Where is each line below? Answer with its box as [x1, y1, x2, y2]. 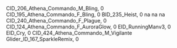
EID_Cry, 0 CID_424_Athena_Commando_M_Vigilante [6, 29, 132, 36]
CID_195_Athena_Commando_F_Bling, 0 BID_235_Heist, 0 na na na [6, 11, 165, 18]
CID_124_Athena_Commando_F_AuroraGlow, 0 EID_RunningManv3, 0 [6, 23, 171, 30]
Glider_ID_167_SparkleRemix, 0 [6, 36, 79, 42]
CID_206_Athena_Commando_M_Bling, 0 [6, 5, 104, 12]
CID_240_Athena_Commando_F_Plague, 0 [6, 17, 107, 24]
